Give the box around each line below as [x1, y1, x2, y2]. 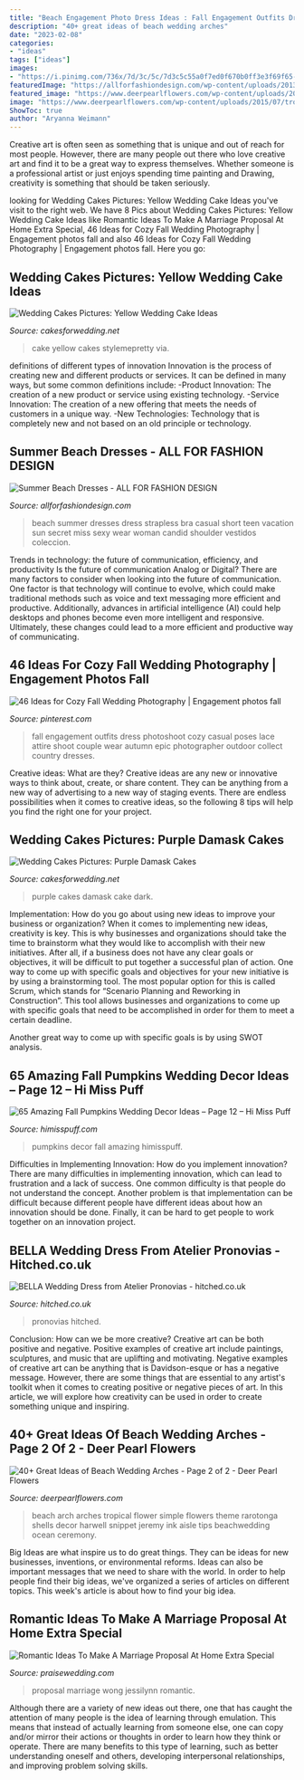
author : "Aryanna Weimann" [9, 114, 111, 123]
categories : [9, 38, 54, 48]
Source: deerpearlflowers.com [9, 1492, 124, 1503]
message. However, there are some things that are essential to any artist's [9, 1373, 286, 1383]
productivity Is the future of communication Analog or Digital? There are [9, 563, 278, 575]
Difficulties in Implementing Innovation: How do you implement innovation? [9, 1159, 288, 1170]
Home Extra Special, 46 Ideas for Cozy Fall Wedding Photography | [9, 224, 260, 235]
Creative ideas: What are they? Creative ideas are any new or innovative [9, 767, 278, 779]
